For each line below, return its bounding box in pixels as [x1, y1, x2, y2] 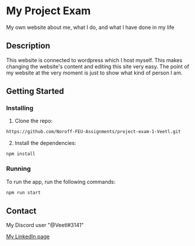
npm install [6, 151, 35, 157]
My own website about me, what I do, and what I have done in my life [6, 24, 174, 31]
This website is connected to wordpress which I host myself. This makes [6, 56, 183, 63]
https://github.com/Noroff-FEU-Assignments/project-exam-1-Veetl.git [6, 129, 181, 135]
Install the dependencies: [14, 140, 77, 147]
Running [6, 164, 31, 173]
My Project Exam [6, 4, 91, 18]
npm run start [6, 189, 41, 196]
